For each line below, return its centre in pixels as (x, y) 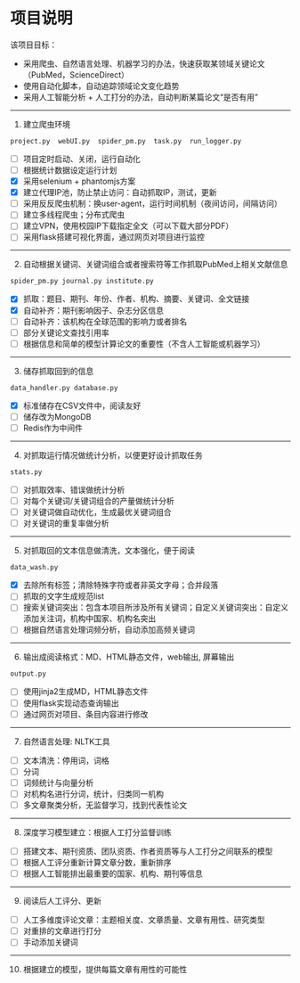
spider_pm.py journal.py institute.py (82, 282)
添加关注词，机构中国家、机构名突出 (89, 618)
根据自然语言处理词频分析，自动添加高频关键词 (109, 630)
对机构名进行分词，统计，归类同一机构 (93, 793)
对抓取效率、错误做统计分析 (74, 489)
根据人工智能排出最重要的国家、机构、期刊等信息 (113, 873)
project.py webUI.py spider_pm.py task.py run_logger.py (126, 141)
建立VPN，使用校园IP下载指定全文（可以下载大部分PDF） (128, 226)
